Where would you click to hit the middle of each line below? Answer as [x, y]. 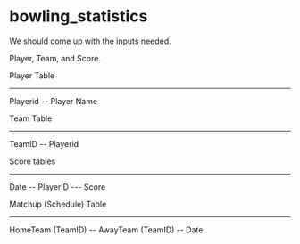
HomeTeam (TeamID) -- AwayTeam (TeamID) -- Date [106, 230]
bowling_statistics [79, 16]
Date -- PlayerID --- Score [58, 187]
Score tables [33, 161]
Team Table [31, 118]
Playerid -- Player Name [54, 101]
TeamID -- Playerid [44, 143]
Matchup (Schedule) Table [58, 204]
